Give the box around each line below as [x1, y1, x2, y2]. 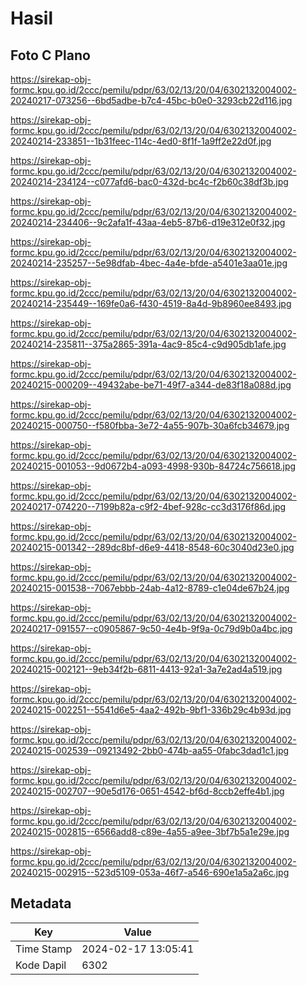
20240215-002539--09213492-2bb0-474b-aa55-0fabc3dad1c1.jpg [10, 745, 290, 756]
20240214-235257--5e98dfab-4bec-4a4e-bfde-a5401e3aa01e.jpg [10, 257, 288, 269]
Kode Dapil [15, 958, 67, 972]
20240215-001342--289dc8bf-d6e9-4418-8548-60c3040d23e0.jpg [10, 542, 295, 553]
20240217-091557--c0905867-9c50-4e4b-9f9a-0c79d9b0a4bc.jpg [10, 623, 293, 634]
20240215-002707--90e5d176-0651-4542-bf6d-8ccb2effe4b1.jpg [10, 785, 285, 797]
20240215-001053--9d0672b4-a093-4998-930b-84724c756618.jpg [10, 460, 297, 472]
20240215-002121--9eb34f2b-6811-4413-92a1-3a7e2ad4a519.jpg [10, 663, 283, 675]
